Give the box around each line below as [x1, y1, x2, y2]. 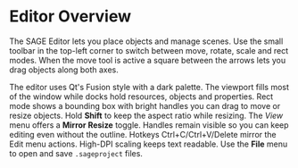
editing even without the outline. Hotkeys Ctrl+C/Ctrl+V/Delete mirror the [9, 129, 277, 139]
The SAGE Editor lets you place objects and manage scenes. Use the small [9, 36, 284, 46]
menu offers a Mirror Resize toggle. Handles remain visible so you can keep [9, 119, 289, 130]
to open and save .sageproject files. [9, 147, 143, 158]
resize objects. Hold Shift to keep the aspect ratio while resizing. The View [9, 110, 284, 121]
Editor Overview [9, 6, 132, 27]
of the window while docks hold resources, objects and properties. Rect [9, 91, 274, 102]
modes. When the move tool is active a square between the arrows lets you [9, 55, 286, 65]
